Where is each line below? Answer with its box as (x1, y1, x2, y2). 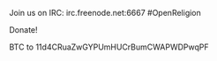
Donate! (9, 25, 38, 34)
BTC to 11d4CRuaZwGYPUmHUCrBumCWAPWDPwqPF (9, 42, 209, 52)
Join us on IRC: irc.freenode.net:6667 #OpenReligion (9, 8, 201, 18)
